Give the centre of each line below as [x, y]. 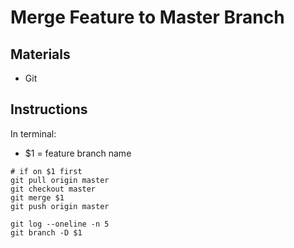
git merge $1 [37, 197]
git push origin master [60, 206]
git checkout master [53, 189]
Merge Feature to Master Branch [147, 17]
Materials [40, 54]
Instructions [49, 109]
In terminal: [33, 133]
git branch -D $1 [46, 232]
